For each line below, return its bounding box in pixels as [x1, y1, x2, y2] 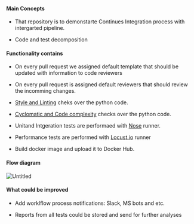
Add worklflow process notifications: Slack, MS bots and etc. [14, 199, 165, 207]
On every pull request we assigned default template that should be [14, 63, 179, 70]
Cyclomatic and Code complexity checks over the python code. [14, 111, 172, 118]
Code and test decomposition [14, 36, 88, 43]
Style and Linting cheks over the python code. [14, 99, 128, 106]
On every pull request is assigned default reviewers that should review [14, 81, 188, 88]
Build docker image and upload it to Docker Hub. [14, 146, 135, 153]
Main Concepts [6, 5, 45, 12]
